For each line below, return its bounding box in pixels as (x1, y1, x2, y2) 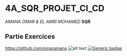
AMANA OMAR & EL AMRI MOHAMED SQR (5, 19, 91, 24)
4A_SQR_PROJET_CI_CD (5, 3, 105, 14)
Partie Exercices (5, 33, 56, 41)
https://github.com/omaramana (5, 45, 67, 51)
